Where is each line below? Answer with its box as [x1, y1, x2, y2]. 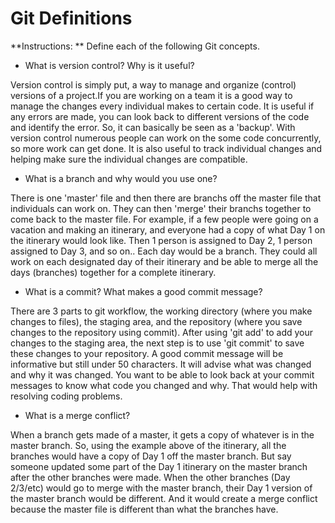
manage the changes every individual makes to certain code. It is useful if [10, 100, 315, 112]
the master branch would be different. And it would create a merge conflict [10, 492, 318, 504]
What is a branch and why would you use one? [24, 172, 218, 184]
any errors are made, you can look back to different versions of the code [10, 110, 310, 122]
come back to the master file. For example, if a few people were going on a [10, 213, 319, 225]
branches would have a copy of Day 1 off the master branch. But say [10, 450, 292, 462]
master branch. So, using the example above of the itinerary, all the [10, 439, 287, 451]
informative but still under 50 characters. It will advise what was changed [10, 358, 312, 370]
